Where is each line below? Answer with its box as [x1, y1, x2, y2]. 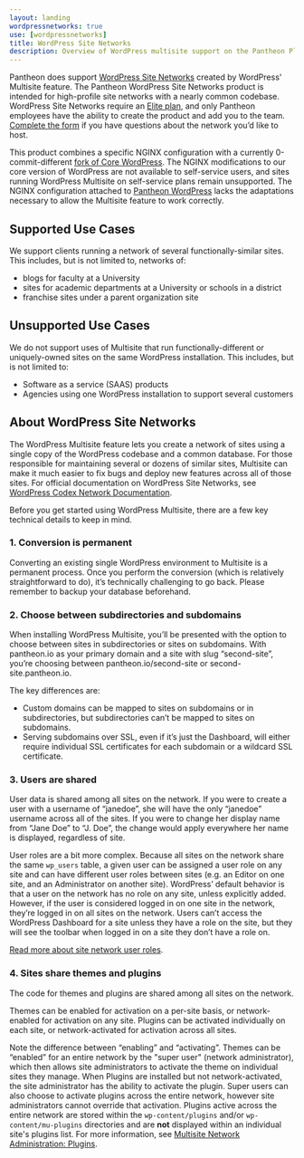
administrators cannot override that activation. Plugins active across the [9, 1099, 278, 1110]
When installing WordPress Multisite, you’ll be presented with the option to [9, 629, 287, 640]
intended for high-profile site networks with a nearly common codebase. [9, 91, 280, 102]
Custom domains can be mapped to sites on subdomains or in [22, 703, 254, 713]
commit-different [9, 157, 72, 167]
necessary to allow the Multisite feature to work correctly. [9, 196, 224, 206]
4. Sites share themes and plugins [9, 967, 162, 980]
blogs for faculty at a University [22, 273, 140, 283]
